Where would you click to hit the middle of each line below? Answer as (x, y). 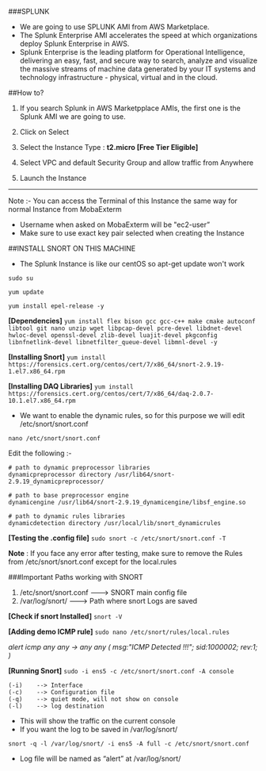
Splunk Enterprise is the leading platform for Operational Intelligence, (132, 52)
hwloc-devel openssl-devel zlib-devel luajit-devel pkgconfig (113, 336)
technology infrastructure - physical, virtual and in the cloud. (118, 77)
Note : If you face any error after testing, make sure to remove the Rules (125, 553)
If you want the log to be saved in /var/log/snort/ (99, 729)
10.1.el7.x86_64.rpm (42, 401)
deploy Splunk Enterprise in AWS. (74, 44)
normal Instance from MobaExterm (65, 209)
